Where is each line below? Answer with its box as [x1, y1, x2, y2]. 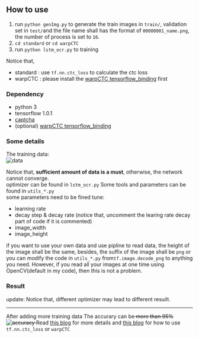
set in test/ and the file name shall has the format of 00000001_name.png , [14, 27, 190, 34]
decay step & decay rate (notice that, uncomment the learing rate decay [14, 211, 191, 219]
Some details [6, 137, 44, 146]
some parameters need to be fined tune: [6, 194, 105, 201]
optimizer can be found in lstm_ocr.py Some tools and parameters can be [6, 181, 187, 188]
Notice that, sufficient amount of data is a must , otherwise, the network [6, 169, 183, 176]
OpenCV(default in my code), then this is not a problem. [6, 267, 142, 274]
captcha [14, 116, 35, 124]
